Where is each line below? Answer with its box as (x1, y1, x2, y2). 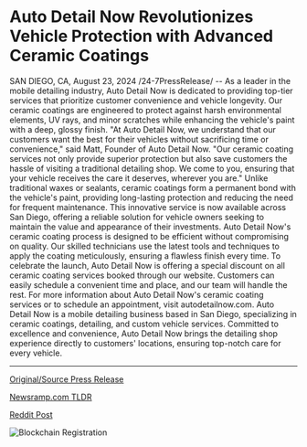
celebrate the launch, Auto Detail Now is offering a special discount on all (9, 260, 286, 271)
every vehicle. (9, 347, 62, 358)
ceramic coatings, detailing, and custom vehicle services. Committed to (9, 318, 279, 329)
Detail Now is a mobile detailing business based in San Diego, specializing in (9, 308, 297, 319)
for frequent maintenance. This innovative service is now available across (9, 201, 286, 212)
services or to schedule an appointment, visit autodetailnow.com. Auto (9, 299, 275, 310)
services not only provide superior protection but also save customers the (9, 153, 288, 164)
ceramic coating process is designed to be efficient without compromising (9, 230, 290, 241)
